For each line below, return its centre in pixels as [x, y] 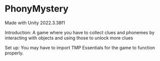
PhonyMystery [37, 9]
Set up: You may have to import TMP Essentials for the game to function [80, 47]
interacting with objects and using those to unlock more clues [69, 38]
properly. [14, 53]
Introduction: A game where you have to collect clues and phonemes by [80, 32]
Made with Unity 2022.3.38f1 [35, 23]
